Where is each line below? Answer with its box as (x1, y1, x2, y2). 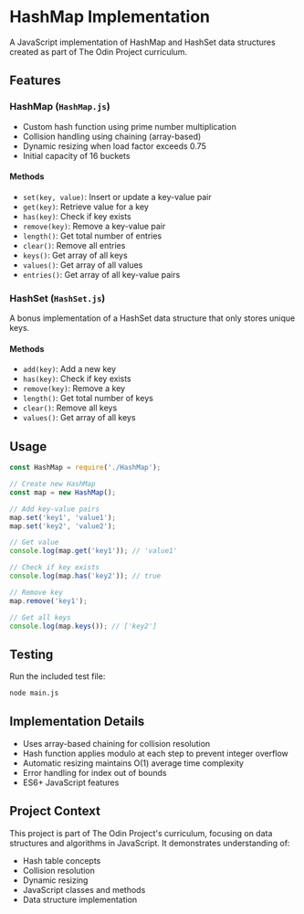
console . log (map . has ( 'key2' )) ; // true (9, 571, 162, 581)
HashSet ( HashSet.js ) (9, 292, 106, 304)
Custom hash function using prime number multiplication (22, 121, 237, 132)
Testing (9, 646, 54, 662)
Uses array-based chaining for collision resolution (22, 738, 211, 749)
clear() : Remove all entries (22, 239, 126, 250)
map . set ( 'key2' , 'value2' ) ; (9, 521, 117, 531)
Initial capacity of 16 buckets (22, 150, 131, 161)
